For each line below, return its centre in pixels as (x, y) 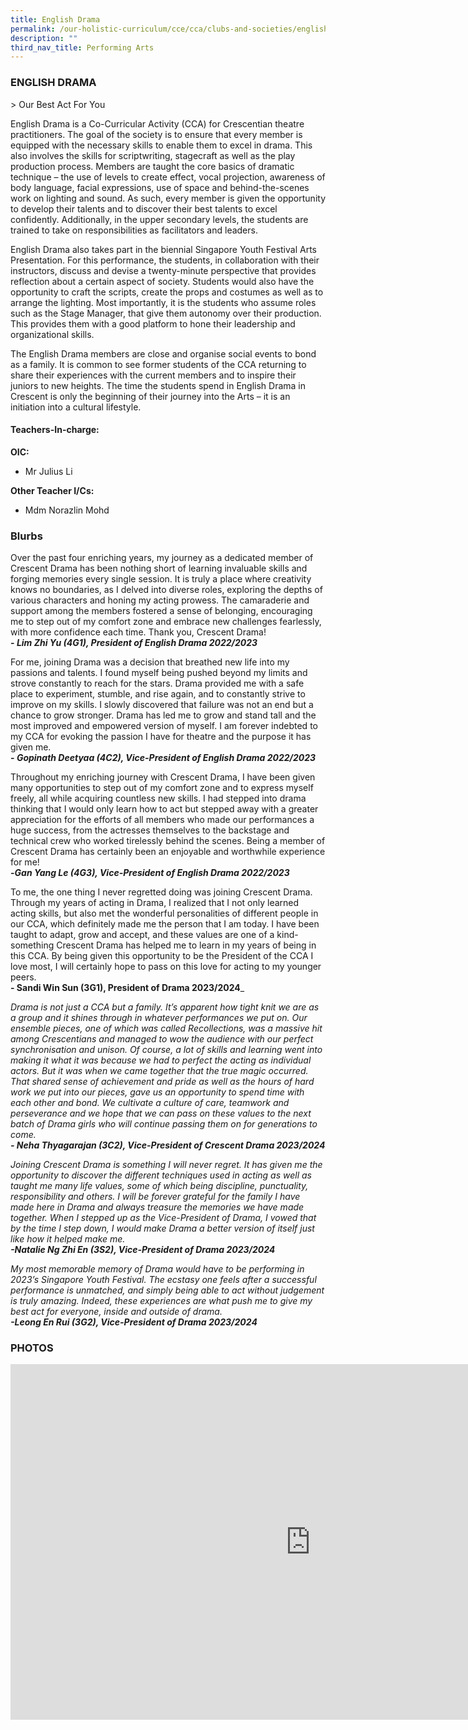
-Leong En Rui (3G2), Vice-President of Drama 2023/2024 (134, 1322)
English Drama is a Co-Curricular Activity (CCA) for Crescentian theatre (157, 123)
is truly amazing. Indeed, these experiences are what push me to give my (161, 1301)
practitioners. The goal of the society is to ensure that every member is (156, 134)
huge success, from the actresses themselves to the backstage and (150, 830)
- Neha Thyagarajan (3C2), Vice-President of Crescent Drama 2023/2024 (168, 1145)
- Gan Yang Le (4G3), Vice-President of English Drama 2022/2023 (150, 873)
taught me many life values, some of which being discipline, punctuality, (159, 1186)
